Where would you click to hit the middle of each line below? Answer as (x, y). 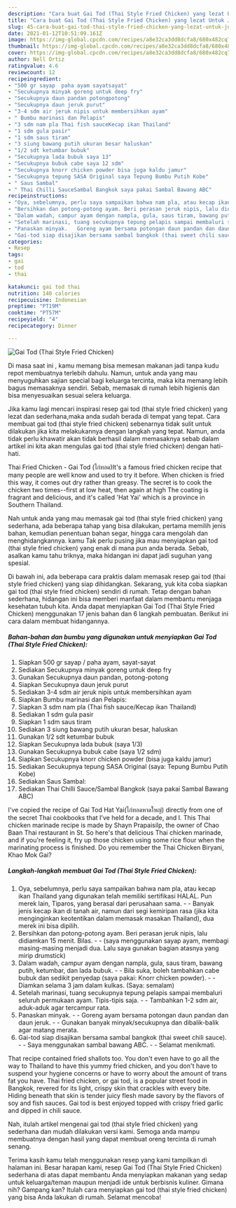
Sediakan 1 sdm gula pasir (56, 714)
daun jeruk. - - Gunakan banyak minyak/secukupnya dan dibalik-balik (118, 1022)
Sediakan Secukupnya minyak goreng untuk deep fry (95, 669)
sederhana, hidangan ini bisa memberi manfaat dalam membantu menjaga (115, 599)
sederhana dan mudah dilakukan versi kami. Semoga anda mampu (104, 1131)
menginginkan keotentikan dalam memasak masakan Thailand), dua (116, 918)
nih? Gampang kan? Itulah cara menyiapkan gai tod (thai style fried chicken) (118, 1189)
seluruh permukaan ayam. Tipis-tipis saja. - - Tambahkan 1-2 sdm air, (118, 1000)
